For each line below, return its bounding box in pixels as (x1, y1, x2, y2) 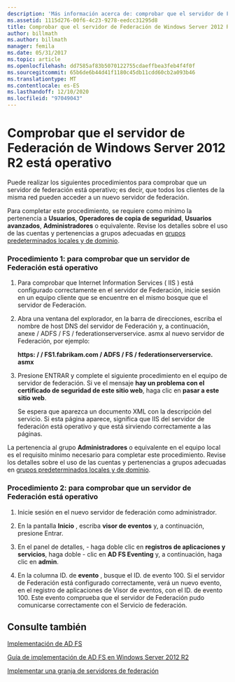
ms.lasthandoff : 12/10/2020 (7, 88, 90, 95)
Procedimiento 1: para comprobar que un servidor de (7, 254, 190, 264)
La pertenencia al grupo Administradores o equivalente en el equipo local (7, 443, 221, 452)
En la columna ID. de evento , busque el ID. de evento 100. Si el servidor (17, 571, 225, 579)
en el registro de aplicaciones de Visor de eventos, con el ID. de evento (17, 586, 222, 594)
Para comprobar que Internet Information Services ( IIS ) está (17, 278, 194, 287)
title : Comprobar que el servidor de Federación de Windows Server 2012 (7, 23, 224, 30)
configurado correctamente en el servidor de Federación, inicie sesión (17, 286, 221, 294)
